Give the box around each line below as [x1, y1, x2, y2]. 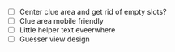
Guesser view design [19, 34, 90, 44]
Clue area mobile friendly [19, 16, 105, 26]
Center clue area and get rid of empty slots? [19, 7, 167, 16]
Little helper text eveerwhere [19, 25, 116, 35]
